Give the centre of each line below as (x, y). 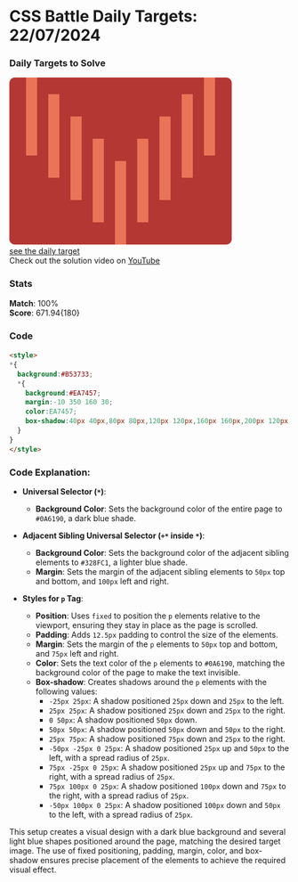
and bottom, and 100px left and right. (102, 581)
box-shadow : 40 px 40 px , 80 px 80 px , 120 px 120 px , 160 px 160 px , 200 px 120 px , (159, 421)
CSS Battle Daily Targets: (104, 16)
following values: (66, 691)
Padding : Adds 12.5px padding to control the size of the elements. (157, 635)
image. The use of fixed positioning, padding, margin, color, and (126, 851)
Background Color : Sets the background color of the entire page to (159, 509)
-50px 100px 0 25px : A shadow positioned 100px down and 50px (165, 805)
